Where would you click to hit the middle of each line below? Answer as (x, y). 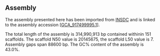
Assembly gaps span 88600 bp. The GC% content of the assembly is (74, 44)
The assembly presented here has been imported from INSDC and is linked (80, 19)
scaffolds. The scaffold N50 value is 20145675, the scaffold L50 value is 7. (80, 39)
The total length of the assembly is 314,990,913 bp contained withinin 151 (78, 34)
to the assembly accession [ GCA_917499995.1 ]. (53, 25)
